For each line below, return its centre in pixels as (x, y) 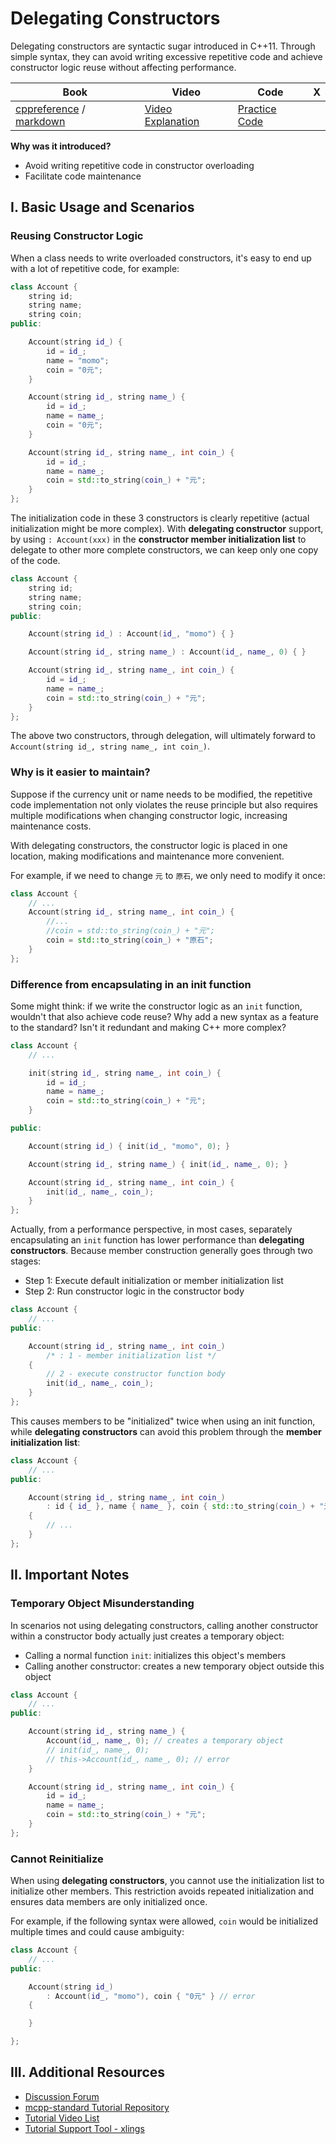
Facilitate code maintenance (83, 176)
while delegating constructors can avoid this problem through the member (166, 1431)
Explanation (172, 121)
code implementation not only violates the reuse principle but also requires (164, 804)
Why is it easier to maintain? (80, 772)
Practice (257, 109)
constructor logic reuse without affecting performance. (123, 67)
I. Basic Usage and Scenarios (102, 207)
